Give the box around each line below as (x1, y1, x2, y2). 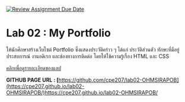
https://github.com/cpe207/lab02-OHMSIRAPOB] (58, 76, 179, 83)
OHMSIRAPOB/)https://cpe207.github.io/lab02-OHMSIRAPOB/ (6, 89, 158, 96)
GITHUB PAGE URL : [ (6, 76, 59, 83)
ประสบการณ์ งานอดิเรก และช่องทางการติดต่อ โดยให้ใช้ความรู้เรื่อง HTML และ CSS (6, 52, 170, 59)
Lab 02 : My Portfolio (6, 27, 111, 40)
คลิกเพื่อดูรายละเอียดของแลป (6, 64, 61, 71)
